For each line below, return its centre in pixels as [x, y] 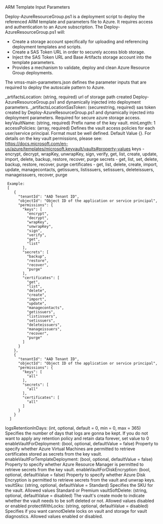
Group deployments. [33, 73]
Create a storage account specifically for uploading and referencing [80, 42]
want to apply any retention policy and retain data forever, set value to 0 [77, 438]
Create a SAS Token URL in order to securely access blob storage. [79, 52]
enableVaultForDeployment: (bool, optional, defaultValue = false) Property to [82, 444]
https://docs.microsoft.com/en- [36, 143]
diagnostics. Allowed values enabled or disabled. [54, 516]
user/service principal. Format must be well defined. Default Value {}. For [78, 133]
